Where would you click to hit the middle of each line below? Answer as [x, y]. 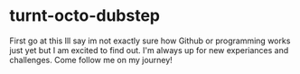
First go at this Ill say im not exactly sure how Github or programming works [150, 41]
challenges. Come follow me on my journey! [91, 60]
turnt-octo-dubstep [85, 16]
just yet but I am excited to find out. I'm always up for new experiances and [149, 50]
